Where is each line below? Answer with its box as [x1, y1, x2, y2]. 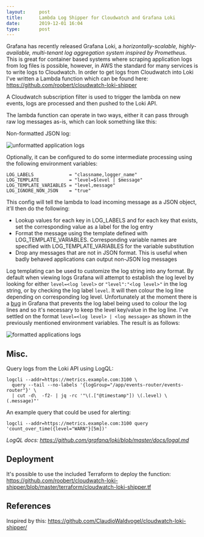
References [6, 501, 51, 511]
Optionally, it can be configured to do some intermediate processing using [6, 154, 192, 161]
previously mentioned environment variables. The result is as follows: [6, 319, 180, 327]
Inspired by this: [6, 517, 47, 524]
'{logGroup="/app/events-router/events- [80, 382, 184, 388]
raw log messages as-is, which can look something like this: [6, 118, 157, 126]
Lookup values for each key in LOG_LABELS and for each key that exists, [15, 217, 198, 224]
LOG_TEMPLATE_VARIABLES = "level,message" [6, 182, 116, 189]
